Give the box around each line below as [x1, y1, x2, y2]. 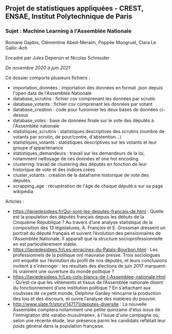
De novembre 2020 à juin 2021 [5, 64, 71, 71]
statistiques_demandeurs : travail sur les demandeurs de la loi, [12, 150, 145, 156]
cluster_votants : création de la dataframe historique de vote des [12, 172, 149, 178]
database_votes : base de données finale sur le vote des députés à [12, 117, 154, 123]
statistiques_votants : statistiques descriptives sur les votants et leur [12, 139, 157, 145]
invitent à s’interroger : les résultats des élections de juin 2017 [12, 263, 144, 269]
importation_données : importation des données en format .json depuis [12, 84, 163, 90]
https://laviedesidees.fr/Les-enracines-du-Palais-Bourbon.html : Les [12, 246, 158, 252]
